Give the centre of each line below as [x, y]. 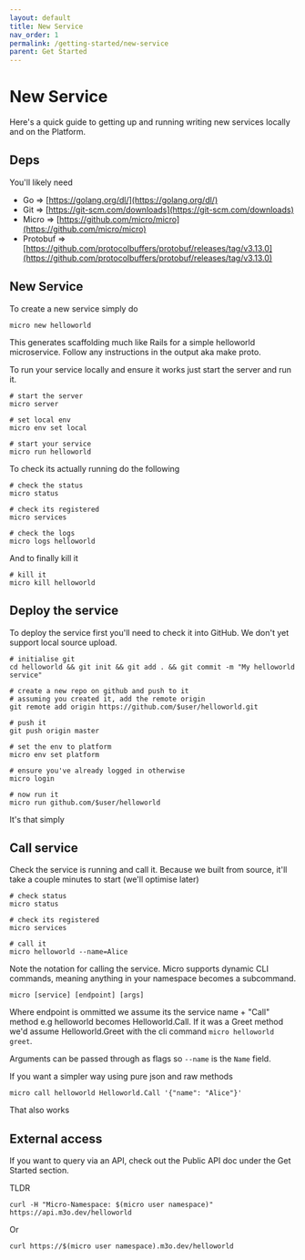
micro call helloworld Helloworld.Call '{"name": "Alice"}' [126, 1093]
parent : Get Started [49, 52]
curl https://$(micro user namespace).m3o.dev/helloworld [122, 1246]
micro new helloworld [51, 325]
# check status [38, 896]
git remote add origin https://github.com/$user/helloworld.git [134, 707]
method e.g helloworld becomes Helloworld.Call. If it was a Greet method [147, 1022]
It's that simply [37, 819]
